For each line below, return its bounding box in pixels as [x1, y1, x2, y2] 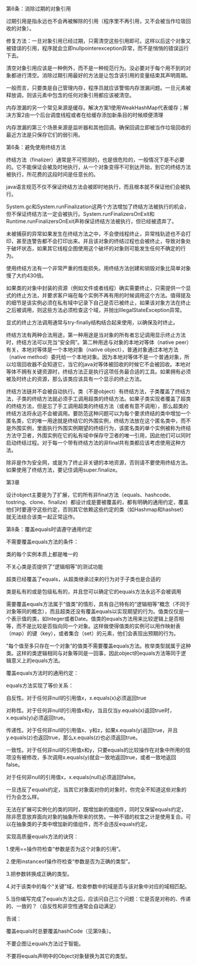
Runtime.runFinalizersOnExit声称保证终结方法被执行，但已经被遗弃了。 [6, 218, 177, 225]
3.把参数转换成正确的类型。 [6, 871, 73, 877]
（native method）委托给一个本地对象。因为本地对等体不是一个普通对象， [6, 354, 185, 360]
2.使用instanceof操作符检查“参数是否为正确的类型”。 [6, 858, 134, 865]
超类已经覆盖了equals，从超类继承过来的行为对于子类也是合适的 [6, 575, 161, 583]
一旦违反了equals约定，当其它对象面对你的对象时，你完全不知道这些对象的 [6, 786, 186, 793]
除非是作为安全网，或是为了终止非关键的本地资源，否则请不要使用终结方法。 [6, 459, 191, 466]
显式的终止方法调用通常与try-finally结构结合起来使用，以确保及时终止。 [6, 319, 179, 326]
